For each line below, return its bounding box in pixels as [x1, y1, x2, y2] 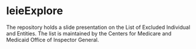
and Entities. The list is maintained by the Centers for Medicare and [6, 30, 172, 37]
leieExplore [6, 4, 63, 18]
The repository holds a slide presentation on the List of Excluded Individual [6, 24, 191, 31]
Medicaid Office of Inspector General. [6, 36, 99, 43]
